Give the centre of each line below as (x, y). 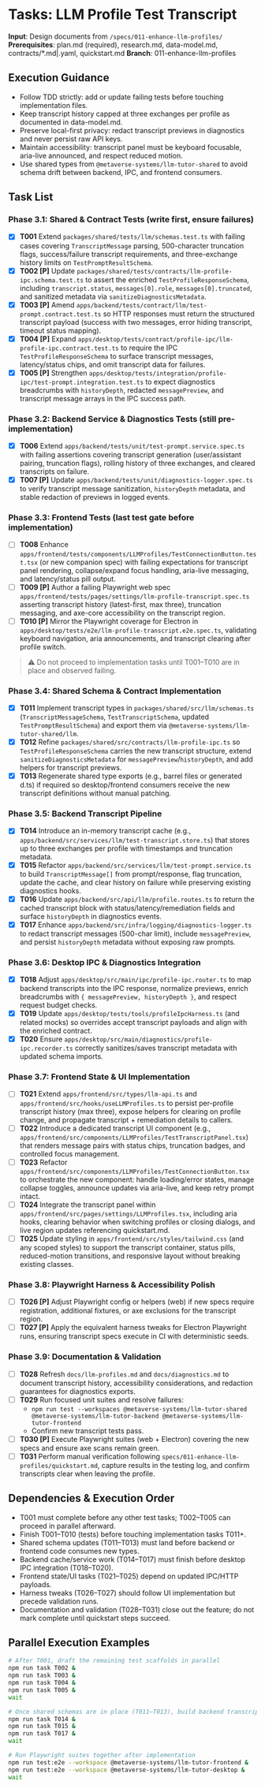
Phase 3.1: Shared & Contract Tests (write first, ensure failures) (131, 220)
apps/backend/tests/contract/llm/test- (142, 305)
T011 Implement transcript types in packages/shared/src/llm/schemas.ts (137, 708)
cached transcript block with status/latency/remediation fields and (127, 907)
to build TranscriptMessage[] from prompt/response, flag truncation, (131, 874)
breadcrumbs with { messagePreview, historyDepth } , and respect (128, 997)
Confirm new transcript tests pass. (88, 1430)
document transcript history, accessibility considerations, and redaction (136, 1383)
